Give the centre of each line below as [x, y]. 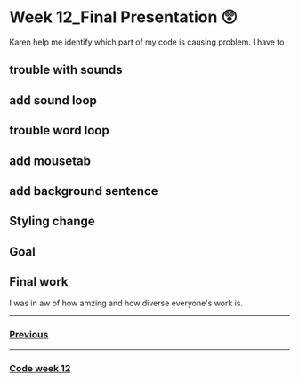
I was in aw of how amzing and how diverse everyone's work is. [126, 303]
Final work [39, 282]
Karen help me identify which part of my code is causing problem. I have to [147, 42]
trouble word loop [59, 130]
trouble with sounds [66, 70]
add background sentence [84, 191]
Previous [29, 335]
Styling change [52, 221]
